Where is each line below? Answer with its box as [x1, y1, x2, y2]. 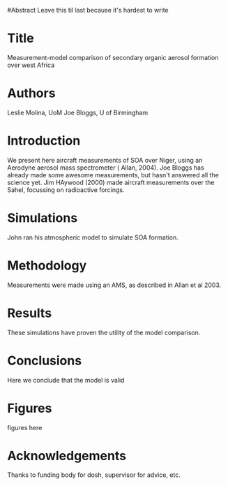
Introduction [7, 133, 81, 149]
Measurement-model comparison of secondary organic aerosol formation [7, 53, 219, 61]
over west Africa [7, 61, 54, 69]
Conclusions [7, 353, 82, 369]
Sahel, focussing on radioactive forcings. [7, 185, 125, 194]
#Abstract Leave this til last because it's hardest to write [7, 6, 169, 14]
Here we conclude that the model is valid [7, 376, 125, 384]
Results [7, 305, 52, 321]
